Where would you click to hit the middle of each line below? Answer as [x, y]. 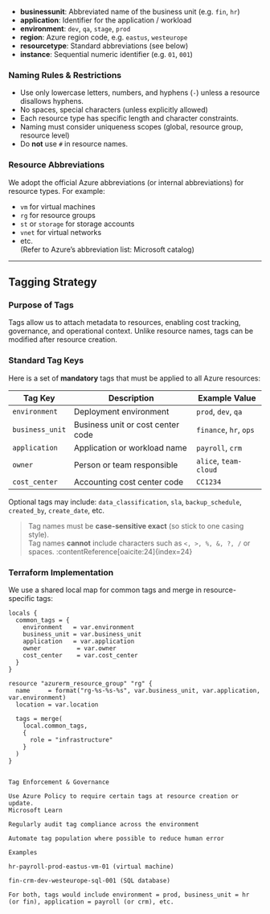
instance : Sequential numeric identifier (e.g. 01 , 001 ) [106, 54]
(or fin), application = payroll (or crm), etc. [91, 902]
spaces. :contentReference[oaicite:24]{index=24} [110, 551]
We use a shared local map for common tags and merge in [105, 590]
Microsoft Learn [35, 810]
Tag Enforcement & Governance [59, 782]
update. [21, 803]
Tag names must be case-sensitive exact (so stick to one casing [136, 525]
